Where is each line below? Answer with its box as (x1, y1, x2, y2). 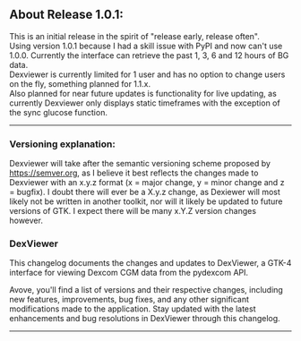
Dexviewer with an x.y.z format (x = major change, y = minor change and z (9, 177, 285, 188)
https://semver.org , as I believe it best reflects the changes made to (9, 167, 259, 178)
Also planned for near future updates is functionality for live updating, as (9, 88, 278, 98)
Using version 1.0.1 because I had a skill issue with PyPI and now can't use (9, 40, 283, 51)
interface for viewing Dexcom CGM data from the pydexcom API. (9, 268, 249, 278)
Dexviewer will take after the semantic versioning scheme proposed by (9, 158, 271, 169)
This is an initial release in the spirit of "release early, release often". (9, 30, 260, 41)
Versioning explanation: (9, 138, 116, 150)
